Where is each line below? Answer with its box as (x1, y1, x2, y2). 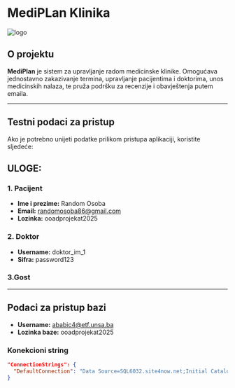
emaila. (7, 89, 28, 97)
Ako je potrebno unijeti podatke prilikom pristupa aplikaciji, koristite (7, 134, 201, 143)
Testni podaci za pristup (7, 116, 115, 128)
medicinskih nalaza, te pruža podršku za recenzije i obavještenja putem (7, 82, 213, 90)
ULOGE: (7, 162, 42, 174)
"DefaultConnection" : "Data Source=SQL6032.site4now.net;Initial (13, 368, 208, 375)
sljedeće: (7, 142, 34, 151)
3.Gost (7, 272, 31, 282)
